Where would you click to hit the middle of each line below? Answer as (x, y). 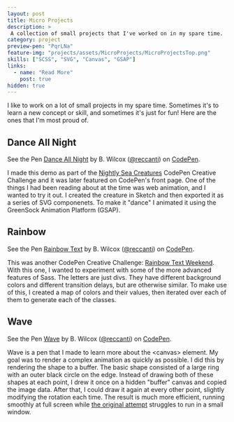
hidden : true (26, 86)
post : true (36, 79)
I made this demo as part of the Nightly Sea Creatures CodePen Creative (112, 173)
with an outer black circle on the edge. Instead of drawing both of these (110, 374)
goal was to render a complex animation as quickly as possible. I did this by (116, 360)
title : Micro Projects (40, 20)
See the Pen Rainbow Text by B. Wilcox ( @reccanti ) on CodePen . (101, 249)
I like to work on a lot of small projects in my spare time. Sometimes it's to (113, 105)
